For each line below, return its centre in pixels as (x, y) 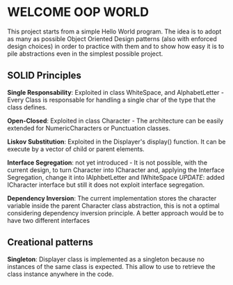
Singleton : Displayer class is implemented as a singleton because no (106, 259)
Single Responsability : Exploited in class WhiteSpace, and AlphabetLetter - (116, 92)
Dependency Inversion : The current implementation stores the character (112, 198)
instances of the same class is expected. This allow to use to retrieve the (111, 266)
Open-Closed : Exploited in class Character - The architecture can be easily (115, 121)
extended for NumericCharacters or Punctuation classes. (89, 128)
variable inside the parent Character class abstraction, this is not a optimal (114, 206)
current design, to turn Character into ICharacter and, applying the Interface (116, 170)
